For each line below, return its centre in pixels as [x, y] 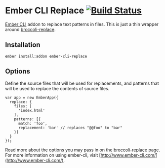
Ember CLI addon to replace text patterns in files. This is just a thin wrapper [82, 24]
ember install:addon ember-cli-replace [46, 56]
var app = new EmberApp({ [32, 98]
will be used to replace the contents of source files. [57, 88]
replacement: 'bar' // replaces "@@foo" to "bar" [70, 128]
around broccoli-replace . [30, 29]
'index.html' [32, 110]
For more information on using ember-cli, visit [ [53, 155]
